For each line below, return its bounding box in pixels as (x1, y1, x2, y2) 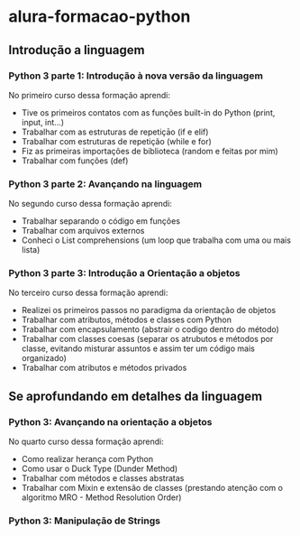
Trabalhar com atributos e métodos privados (21, 363, 187, 374)
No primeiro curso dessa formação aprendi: (8, 89, 171, 100)
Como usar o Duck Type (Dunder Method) (21, 463, 178, 475)
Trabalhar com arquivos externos (21, 226, 145, 236)
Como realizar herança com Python (21, 454, 154, 465)
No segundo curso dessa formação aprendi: (8, 199, 173, 209)
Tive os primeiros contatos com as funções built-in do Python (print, (21, 106, 276, 118)
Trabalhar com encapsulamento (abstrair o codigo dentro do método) (21, 324, 280, 335)
